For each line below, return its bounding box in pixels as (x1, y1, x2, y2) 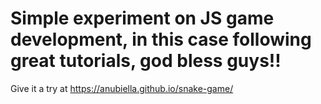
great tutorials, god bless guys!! (10, 50, 282, 72)
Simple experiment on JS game (10, 7, 275, 30)
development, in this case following (10, 28, 312, 51)
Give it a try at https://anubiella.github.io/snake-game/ (10, 82, 234, 94)
